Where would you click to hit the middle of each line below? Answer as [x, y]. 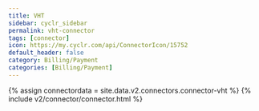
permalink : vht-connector [51, 30]
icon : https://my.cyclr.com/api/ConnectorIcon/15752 [98, 46]
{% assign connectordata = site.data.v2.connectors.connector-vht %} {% [130, 90]
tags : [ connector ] [39, 38]
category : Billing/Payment [53, 61]
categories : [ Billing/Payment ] [61, 68]
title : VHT [26, 16]
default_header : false [46, 53]
